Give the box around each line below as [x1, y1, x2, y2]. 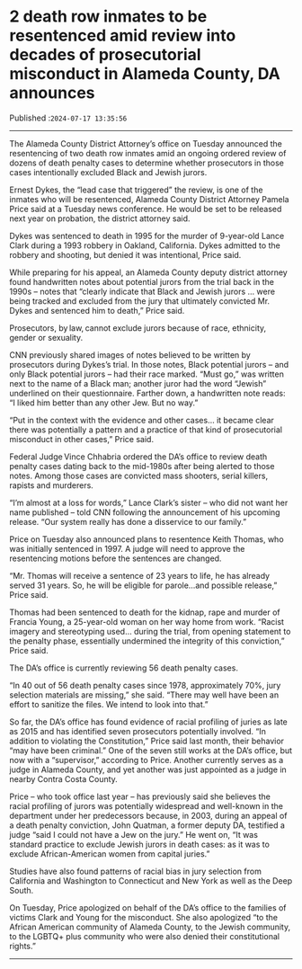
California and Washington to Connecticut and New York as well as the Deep [9, 875, 293, 886]
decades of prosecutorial [9, 45, 201, 65]
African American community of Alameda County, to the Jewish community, [9, 921, 291, 932]
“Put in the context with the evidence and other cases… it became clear [9, 414, 274, 425]
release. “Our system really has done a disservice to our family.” [9, 516, 247, 527]
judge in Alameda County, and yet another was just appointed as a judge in [9, 764, 288, 775]
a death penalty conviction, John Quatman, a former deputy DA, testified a [9, 820, 286, 831]
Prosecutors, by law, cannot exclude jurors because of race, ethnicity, [9, 322, 267, 333]
